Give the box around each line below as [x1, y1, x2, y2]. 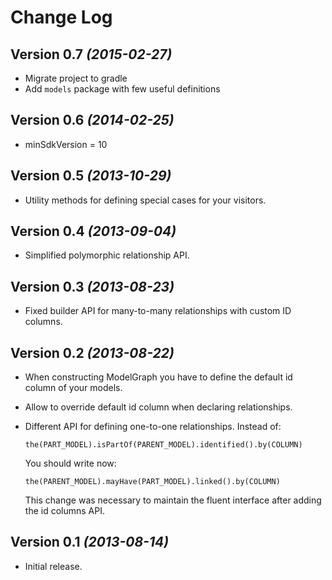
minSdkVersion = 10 [24, 138, 108, 150]
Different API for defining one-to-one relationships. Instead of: [24, 421, 282, 433]
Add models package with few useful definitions [24, 83, 221, 95]
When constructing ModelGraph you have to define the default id [24, 371, 293, 383]
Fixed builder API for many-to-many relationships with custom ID [24, 305, 292, 317]
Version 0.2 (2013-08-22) [10, 344, 175, 361]
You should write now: [24, 457, 117, 470]
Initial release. [24, 560, 83, 572]
